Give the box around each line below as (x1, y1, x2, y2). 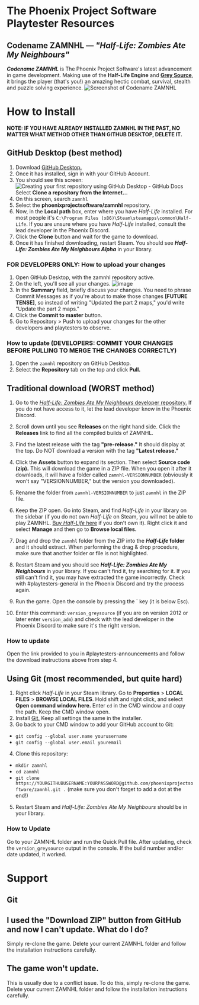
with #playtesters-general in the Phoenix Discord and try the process (15, 580, 184, 587)
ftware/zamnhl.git (15, 787, 61, 793)
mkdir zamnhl (15, 763, 48, 769)
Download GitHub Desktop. (15, 164, 82, 171)
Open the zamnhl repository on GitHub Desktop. (15, 360, 131, 367)
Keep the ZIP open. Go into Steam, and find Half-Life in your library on (15, 507, 187, 514)
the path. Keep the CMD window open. (15, 708, 110, 715)
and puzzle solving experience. (7, 84, 84, 91)
